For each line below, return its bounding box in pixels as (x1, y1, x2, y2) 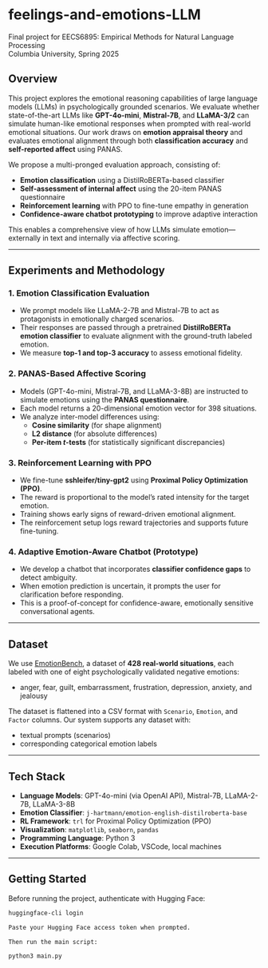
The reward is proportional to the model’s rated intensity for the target (19, 493, 250, 502)
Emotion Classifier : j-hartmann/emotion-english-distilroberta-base (19, 807, 247, 817)
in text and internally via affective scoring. (42, 233, 180, 243)
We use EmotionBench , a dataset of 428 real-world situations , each (8, 659, 235, 668)
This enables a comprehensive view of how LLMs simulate (8, 224, 201, 234)
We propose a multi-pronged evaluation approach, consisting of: (8, 160, 221, 169)
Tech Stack (8, 769, 65, 784)
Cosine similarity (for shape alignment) (31, 420, 162, 430)
